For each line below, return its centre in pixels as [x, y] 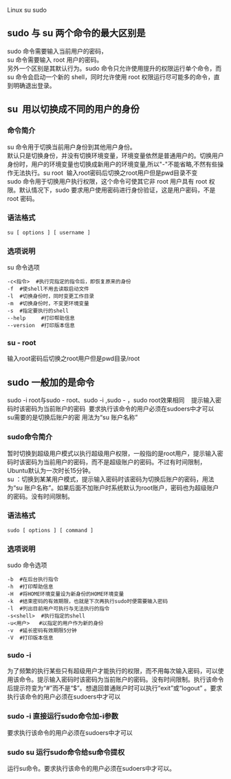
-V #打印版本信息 [30, 638]
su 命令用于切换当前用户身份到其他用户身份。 [71, 146]
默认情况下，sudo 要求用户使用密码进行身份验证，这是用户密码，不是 [117, 190]
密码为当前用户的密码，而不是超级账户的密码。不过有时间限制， [115, 462]
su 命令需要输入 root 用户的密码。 [55, 59]
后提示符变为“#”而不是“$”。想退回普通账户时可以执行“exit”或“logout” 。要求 [115, 688]
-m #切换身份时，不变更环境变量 [48, 304]
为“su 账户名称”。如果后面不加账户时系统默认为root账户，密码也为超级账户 [113, 487]
